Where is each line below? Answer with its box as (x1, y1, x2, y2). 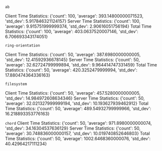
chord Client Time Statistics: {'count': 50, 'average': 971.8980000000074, (5, 120, 152, 126)
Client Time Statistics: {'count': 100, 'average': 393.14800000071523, (5, 13, 144, 19)
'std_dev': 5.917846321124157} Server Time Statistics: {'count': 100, (5, 18, 141, 24)
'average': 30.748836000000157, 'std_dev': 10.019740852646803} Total (5, 131, 150, 136)
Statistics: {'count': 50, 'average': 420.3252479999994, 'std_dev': (5, 67, 138, 73)
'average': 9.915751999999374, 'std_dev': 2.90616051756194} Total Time (5, 23, 152, 29)
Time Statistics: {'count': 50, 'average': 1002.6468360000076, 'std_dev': (5, 136, 151, 141)
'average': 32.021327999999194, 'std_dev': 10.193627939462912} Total (5, 101, 149, 106)
